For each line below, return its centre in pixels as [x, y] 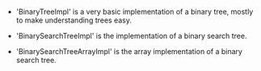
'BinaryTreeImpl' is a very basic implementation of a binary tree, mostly [135, 12]
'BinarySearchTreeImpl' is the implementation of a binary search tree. [131, 36]
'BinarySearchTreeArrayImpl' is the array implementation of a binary [129, 51]
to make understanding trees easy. [74, 20]
